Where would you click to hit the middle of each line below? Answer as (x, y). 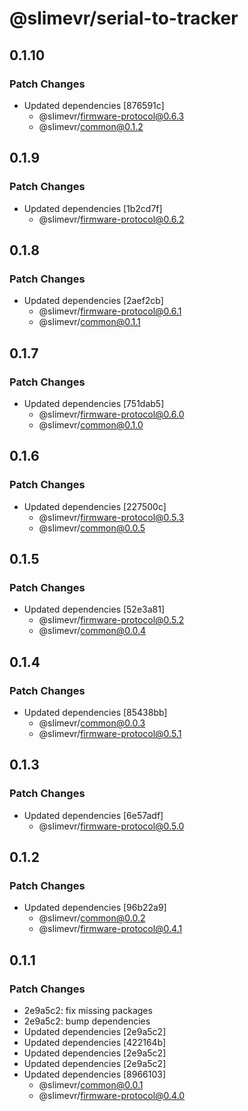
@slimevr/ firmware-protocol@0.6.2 (111, 219)
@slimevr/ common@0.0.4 (92, 631)
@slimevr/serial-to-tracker (124, 18)
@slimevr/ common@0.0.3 (92, 723)
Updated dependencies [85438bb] (95, 712)
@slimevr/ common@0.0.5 (92, 528)
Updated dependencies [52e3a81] (94, 609)
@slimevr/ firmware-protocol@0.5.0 (111, 826)
